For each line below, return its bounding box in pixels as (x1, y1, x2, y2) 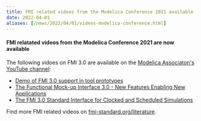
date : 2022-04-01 (6, 15, 50, 21)
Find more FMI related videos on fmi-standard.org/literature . (6, 108, 156, 115)
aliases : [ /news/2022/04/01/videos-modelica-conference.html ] (6, 20, 166, 26)
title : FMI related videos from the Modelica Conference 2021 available (6, 8, 194, 15)
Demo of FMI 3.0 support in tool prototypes (15, 77, 124, 84)
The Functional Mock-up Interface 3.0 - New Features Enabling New (15, 83, 186, 91)
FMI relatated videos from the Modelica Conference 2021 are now (6, 39, 174, 46)
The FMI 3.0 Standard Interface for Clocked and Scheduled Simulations (15, 96, 193, 103)
